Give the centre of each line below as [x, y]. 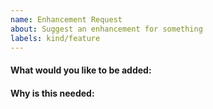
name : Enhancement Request [66, 19]
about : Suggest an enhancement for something [106, 29]
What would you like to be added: [81, 70]
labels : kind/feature [55, 38]
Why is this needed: [52, 93]
